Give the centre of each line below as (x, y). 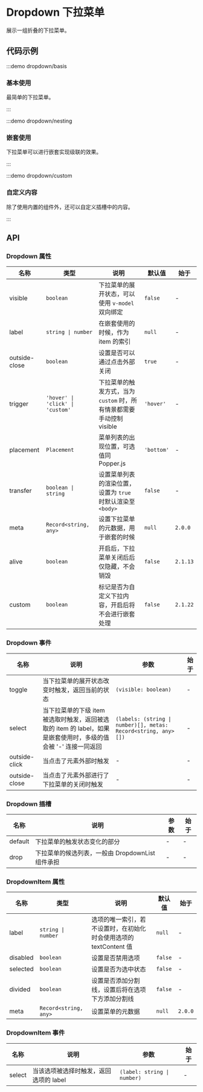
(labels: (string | (143, 719)
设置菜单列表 (117, 475)
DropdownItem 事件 (36, 1033)
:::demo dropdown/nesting (39, 121)
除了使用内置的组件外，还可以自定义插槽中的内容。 (70, 207)
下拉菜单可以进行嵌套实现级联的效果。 (54, 152)
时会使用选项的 (113, 938)
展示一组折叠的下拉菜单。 (38, 30)
